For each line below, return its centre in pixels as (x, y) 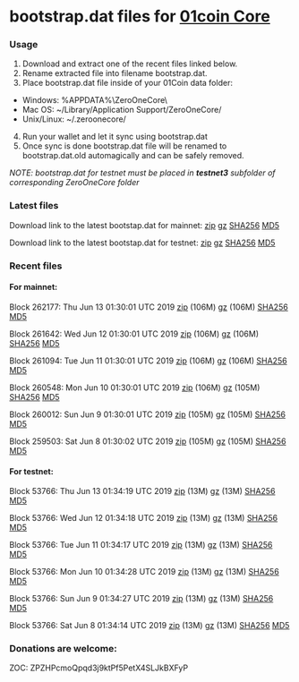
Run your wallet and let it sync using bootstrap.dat (115, 137)
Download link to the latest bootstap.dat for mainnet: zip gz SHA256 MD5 (145, 225)
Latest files (34, 206)
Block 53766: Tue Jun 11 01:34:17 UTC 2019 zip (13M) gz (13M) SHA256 (141, 545)
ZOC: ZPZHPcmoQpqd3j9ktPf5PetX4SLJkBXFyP (99, 668)
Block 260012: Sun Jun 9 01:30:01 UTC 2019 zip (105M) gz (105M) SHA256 (148, 414)
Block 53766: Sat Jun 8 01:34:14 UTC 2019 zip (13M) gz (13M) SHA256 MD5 (149, 626)
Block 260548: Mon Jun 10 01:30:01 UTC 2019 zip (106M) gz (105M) (135, 388)
